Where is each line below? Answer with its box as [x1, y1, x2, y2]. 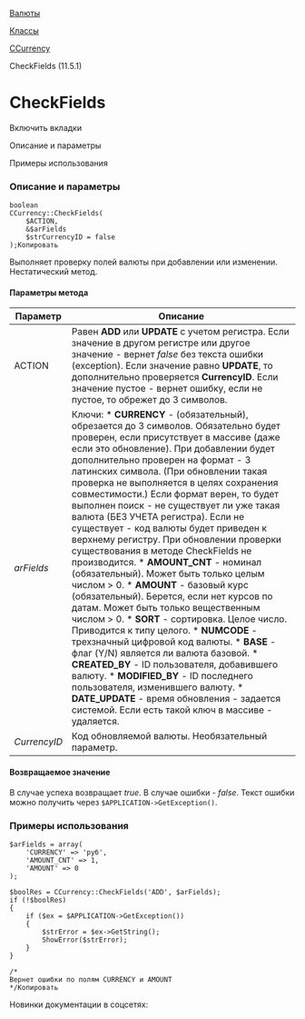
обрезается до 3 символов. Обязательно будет [71, 420, 281, 433]
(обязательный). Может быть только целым [71, 567, 265, 580]
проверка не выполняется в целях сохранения [71, 476, 279, 489]
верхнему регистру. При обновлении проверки [71, 534, 281, 546]
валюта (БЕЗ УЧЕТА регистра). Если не [71, 511, 245, 524]
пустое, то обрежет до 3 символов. [71, 394, 228, 406]
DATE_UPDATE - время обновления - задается [71, 693, 281, 705]
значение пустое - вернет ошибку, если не [71, 382, 263, 395]
